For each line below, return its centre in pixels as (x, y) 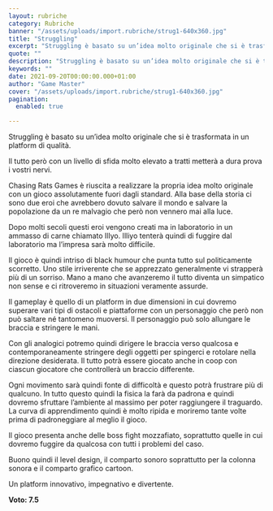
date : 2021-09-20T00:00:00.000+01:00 (72, 76)
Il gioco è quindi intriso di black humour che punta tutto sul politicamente (130, 260)
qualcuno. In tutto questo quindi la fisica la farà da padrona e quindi (121, 394)
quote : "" (25, 54)
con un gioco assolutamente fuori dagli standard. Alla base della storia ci (130, 194)
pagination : (28, 99)
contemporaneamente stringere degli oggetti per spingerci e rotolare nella (132, 352)
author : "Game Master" (47, 84)
